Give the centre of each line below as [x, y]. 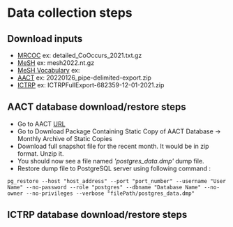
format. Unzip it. [40, 153]
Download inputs [45, 39]
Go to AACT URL [41, 124]
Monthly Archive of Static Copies [65, 138]
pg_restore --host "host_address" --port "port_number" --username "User [117, 181]
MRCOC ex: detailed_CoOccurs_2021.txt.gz [80, 55]
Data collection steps [70, 13]
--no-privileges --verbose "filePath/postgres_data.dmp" [110, 193]
